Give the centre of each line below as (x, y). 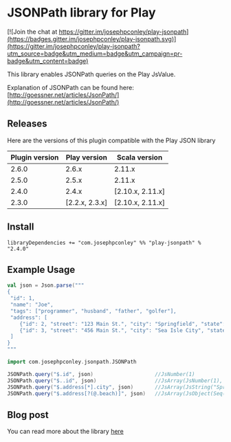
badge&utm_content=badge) (48, 60)
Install (21, 227)
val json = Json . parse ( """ (46, 286)
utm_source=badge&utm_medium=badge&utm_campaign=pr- (95, 54)
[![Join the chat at (32, 32)
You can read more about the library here (65, 432)
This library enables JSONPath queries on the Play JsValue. (91, 74)
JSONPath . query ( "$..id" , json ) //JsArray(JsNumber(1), (115, 380)
